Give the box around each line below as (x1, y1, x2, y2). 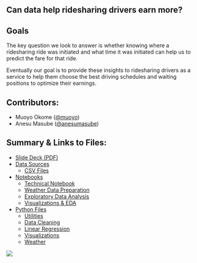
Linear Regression (24, 225, 70, 232)
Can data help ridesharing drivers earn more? (6, 5, 183, 15)
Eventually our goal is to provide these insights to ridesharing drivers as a (6, 67, 191, 74)
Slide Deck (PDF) (15, 154, 59, 161)
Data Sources (15, 160, 50, 167)
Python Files (15, 206, 47, 213)
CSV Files (24, 167, 49, 174)
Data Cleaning (24, 218, 60, 226)
